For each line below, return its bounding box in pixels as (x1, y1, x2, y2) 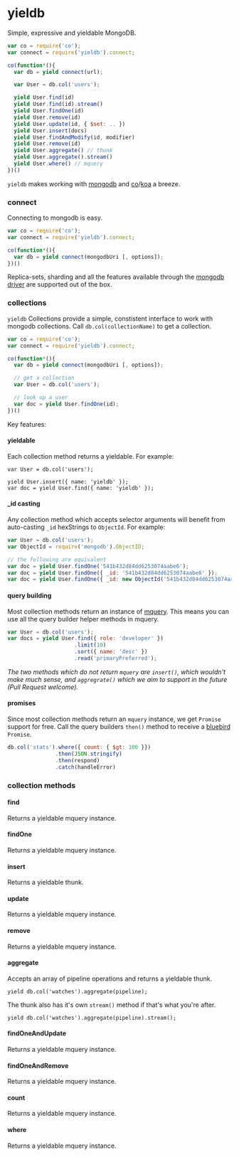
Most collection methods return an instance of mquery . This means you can (7, 607, 230, 616)
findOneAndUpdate (7, 1029, 66, 1038)
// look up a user (14, 394, 69, 401)
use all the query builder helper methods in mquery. (7, 614, 159, 623)
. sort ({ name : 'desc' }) (74, 649, 148, 656)
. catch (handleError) (55, 763, 116, 771)
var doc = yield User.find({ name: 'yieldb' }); (7, 484, 154, 491)
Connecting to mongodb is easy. (7, 213, 103, 222)
